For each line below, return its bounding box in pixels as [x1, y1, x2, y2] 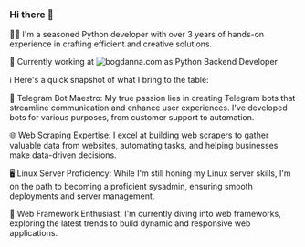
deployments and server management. [9, 190, 155, 201]
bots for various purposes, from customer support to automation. [9, 112, 255, 123]
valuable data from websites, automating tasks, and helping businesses [9, 140, 279, 151]
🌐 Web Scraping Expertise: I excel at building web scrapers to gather [9, 129, 269, 140]
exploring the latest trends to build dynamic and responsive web [9, 218, 251, 229]
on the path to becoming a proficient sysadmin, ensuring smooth [9, 181, 253, 192]
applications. [9, 228, 58, 239]
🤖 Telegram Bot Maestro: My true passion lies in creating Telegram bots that [9, 93, 296, 104]
